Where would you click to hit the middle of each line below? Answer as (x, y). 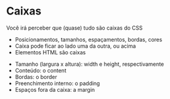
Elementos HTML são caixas (50, 52)
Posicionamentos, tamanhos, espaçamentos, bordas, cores (89, 39)
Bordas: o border (36, 77)
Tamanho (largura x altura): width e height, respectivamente (90, 64)
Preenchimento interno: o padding (58, 83)
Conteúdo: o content (40, 70)
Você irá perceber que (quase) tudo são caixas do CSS (74, 28)
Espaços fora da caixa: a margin (55, 89)
